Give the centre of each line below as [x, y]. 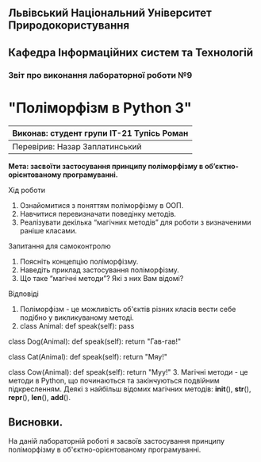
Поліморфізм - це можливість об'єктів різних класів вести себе [128, 309]
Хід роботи [27, 190]
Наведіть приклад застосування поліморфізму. [100, 270]
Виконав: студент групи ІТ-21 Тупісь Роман [100, 133]
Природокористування [69, 26]
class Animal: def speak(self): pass [77, 325]
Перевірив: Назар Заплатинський [77, 146]
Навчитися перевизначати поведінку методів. [98, 214]
